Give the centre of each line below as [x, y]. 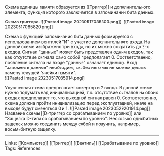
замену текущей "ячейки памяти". [41, 73]
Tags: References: [23, 148]
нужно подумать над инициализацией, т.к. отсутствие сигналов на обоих [82, 93]
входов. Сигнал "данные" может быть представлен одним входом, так [79, 52]
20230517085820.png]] [29, 27]
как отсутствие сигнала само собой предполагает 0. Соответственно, [79, 57]
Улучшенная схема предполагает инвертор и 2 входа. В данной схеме [79, 87]
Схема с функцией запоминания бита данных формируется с [69, 36]
